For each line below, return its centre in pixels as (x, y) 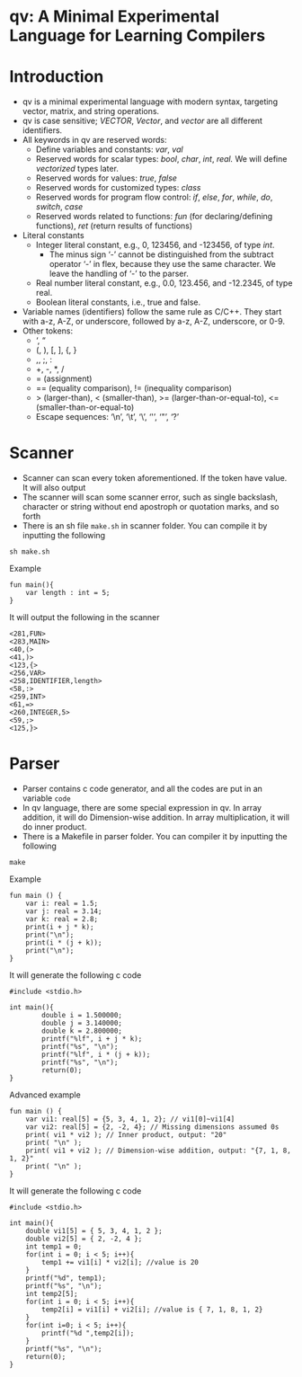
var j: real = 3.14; (64, 911)
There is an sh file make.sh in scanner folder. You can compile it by (145, 526)
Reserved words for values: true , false (107, 178)
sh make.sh (30, 552)
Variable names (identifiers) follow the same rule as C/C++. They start (152, 312)
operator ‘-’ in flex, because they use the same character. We (162, 264)
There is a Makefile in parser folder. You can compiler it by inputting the (155, 836)
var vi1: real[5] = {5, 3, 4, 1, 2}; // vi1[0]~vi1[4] (130, 1119)
